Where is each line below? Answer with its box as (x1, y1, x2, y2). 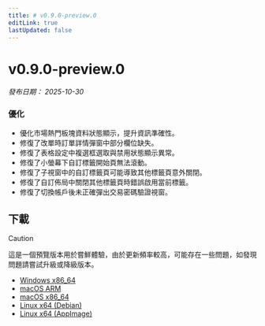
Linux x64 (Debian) (19, 301, 83, 310)
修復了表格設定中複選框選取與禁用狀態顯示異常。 (19, 147, 179, 157)
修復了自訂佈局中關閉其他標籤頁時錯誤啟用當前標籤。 (19, 177, 193, 187)
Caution (8, 234, 34, 243)
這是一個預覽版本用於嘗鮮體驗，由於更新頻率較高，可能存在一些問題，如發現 (8, 250, 257, 260)
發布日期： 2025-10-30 (8, 87, 84, 97)
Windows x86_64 (19, 276, 77, 285)
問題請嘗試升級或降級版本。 (8, 260, 99, 269)
